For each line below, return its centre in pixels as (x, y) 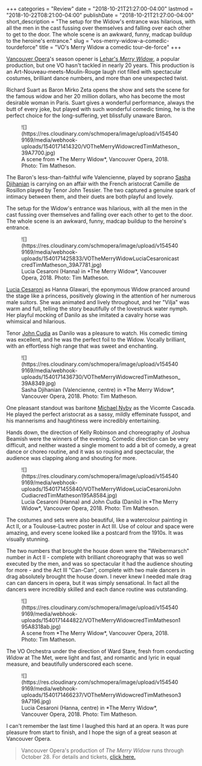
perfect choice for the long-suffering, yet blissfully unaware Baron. (89, 115)
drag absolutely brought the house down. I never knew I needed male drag (99, 576)
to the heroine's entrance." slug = (48, 41)
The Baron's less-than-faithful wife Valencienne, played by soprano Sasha (99, 177)
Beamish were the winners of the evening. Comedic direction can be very (97, 439)
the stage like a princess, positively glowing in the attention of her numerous (101, 296)
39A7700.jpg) (38, 153)
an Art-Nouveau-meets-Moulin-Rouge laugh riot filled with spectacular (94, 72)
